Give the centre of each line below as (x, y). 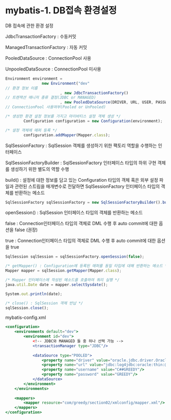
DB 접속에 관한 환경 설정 (29, 26)
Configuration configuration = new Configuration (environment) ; (93, 121)
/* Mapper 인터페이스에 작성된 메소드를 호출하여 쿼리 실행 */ (62, 280)
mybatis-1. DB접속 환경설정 (61, 10)
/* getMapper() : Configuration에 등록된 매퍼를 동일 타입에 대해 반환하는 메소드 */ (88, 266)
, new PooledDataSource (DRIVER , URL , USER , (107, 103)
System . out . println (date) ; (34, 294)
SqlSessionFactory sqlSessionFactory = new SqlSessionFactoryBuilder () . (84, 202)
